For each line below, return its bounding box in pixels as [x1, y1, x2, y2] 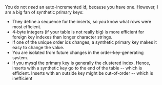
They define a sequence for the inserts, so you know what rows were [12, 19, 152, 24]
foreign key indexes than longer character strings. [12, 34, 113, 40]
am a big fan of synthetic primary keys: [5, 9, 84, 15]
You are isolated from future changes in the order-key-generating [12, 50, 144, 55]
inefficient [12, 75, 33, 81]
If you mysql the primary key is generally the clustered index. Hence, [12, 60, 150, 66]
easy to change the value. [12, 45, 64, 50]
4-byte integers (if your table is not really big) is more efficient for [12, 29, 144, 34]
